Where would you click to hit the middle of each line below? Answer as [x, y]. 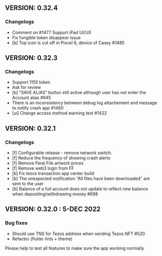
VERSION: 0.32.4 [31, 8]
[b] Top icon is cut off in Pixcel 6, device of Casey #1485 [68, 43]
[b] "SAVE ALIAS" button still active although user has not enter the [79, 93]
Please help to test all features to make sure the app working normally [74, 248]
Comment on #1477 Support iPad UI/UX [52, 32]
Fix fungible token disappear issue [46, 37]
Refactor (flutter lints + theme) [42, 239]
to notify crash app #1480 [38, 108]
